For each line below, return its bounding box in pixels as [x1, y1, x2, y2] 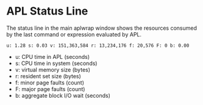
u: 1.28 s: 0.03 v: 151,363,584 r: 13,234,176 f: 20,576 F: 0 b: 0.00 [6, 42, 190, 49]
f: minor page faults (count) [15, 79, 84, 86]
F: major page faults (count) [15, 85, 85, 92]
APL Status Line [6, 4, 88, 18]
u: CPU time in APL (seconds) [15, 53, 90, 60]
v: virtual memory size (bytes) [15, 66, 90, 73]
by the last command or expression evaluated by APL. [6, 30, 142, 38]
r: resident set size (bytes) [15, 72, 81, 80]
